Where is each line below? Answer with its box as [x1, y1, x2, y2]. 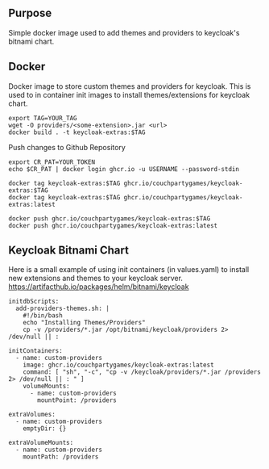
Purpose [8, 6, 52, 20]
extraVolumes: [8, 411, 56, 419]
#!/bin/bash [23, 312, 63, 320]
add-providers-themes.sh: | [15, 304, 110, 313]
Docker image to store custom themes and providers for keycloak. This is [8, 81, 251, 91]
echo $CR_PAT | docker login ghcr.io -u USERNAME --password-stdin [8, 165, 240, 173]
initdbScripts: [8, 298, 60, 306]
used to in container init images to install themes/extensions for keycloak [8, 90, 250, 99]
